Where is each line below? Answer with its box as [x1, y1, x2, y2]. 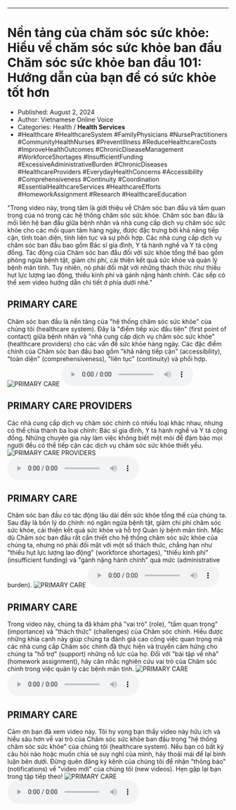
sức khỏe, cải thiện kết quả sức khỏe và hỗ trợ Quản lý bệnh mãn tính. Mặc [7, 526, 224, 535]
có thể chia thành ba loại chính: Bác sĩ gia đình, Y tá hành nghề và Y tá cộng [7, 426, 228, 434]
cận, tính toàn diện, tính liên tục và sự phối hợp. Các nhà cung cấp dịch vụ [7, 233, 223, 242]
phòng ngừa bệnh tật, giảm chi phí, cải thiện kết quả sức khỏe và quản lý [7, 256, 218, 264]
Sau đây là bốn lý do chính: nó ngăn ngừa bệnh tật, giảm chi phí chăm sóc [7, 518, 221, 527]
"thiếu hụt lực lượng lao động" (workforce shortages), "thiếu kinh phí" [7, 549, 209, 557]
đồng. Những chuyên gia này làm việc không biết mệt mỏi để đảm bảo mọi [7, 433, 223, 442]
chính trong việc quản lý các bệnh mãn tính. [7, 665, 135, 673]
